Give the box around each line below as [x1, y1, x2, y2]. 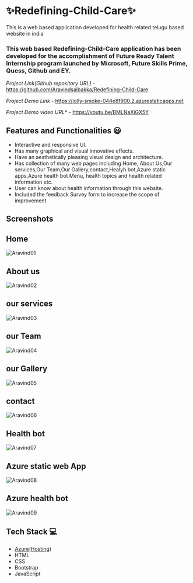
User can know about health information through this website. [14, 185, 163, 192]
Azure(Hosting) [14, 545, 51, 552]
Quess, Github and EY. [6, 66, 71, 74]
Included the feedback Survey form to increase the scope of [14, 191, 160, 198]
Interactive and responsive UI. [14, 142, 87, 149]
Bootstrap [14, 564, 38, 571]
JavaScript [14, 570, 41, 577]
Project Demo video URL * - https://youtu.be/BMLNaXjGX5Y [6, 109, 149, 116]
